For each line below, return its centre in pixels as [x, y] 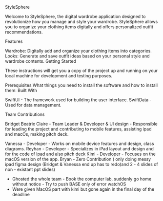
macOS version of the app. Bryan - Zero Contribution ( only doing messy [78, 159]
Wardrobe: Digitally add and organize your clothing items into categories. [79, 51]
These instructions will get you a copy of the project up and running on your [81, 71]
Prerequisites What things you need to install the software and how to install [81, 85]
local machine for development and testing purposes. [59, 76]
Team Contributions [25, 114]
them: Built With [21, 90]
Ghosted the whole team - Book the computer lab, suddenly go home [82, 179]
